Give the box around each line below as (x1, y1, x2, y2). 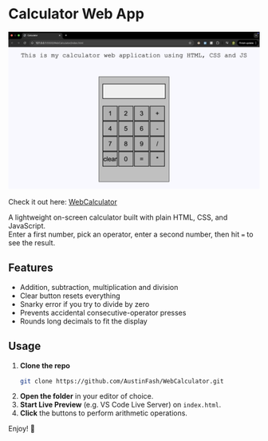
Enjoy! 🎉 (8, 424, 36, 434)
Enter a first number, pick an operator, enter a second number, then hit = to (8, 229, 254, 239)
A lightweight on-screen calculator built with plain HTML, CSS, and (8, 213, 228, 222)
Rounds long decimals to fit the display (19, 316, 148, 326)
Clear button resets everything (19, 291, 121, 300)
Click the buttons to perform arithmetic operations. (19, 408, 187, 418)
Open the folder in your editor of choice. (19, 391, 154, 401)
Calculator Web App (8, 5, 145, 23)
